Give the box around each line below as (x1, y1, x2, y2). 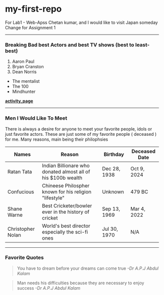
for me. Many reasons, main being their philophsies (5, 136, 108, 142)
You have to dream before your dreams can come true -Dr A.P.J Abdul (17, 265, 159, 271)
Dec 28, (102, 165, 121, 172)
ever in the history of (42, 208, 89, 215)
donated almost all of (42, 168, 90, 175)
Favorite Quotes (5, 254, 44, 261)
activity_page (5, 98, 33, 104)
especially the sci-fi (42, 228, 88, 235)
